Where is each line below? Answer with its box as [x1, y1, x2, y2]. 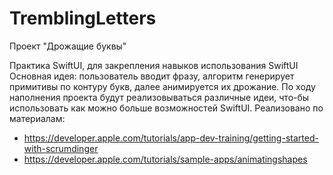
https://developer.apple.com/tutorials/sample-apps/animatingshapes [23, 153, 308, 165]
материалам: [9, 112, 66, 124]
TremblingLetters [9, 7, 157, 30]
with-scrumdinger [23, 142, 99, 154]
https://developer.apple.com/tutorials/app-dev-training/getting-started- [23, 132, 319, 144]
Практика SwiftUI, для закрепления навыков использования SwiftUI [9, 59, 299, 71]
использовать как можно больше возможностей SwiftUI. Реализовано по [9, 102, 324, 114]
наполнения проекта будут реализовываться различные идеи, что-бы [9, 91, 310, 103]
